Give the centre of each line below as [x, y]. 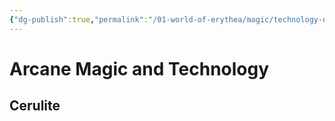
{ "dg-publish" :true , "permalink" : [79, 19]
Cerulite [35, 106]
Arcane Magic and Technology [139, 68]
